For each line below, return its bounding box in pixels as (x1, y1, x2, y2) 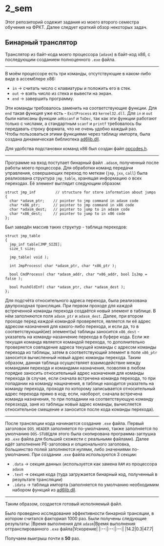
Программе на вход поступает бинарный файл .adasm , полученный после (5, 160, 159, 165)
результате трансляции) (12, 476, 63, 482)
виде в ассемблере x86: (5, 76, 56, 81)
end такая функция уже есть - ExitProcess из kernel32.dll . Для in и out (5, 110, 153, 116)
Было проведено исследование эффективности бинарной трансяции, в (5, 510, 154, 516)
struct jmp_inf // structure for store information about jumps (5, 190, 156, 195)
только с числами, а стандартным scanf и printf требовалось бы (5, 121, 142, 126)
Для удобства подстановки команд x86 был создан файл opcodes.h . (5, 145, 148, 151)
